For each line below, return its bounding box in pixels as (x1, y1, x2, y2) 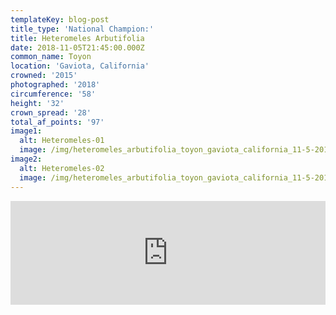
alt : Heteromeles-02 (19, 163, 105, 173)
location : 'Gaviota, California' (10, 61, 150, 71)
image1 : (10, 126, 43, 136)
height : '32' (10, 98, 65, 108)
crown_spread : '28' (10, 107, 92, 118)
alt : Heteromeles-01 (19, 136, 105, 146)
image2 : (10, 154, 43, 164)
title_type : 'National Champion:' (10, 24, 155, 34)
